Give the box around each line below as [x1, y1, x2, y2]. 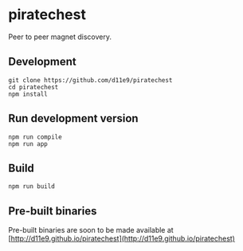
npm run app [8, 139, 48, 148]
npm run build [8, 182, 56, 190]
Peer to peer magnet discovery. [8, 32, 112, 41]
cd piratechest [8, 83, 59, 91]
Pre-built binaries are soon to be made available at [8, 226, 174, 235]
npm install [8, 90, 48, 98]
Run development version [8, 112, 139, 125]
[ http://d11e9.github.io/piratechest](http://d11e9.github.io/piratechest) [8, 233, 235, 244]
